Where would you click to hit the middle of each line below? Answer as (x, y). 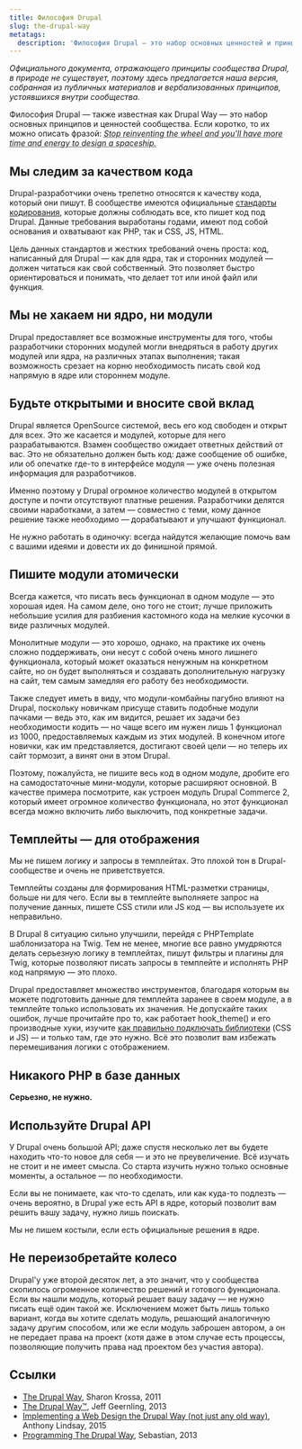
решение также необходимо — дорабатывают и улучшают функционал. (148, 519)
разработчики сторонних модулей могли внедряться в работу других (144, 346)
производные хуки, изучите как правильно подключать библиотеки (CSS (151, 1028)
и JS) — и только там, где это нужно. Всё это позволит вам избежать (143, 1038)
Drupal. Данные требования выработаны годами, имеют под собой (139, 222)
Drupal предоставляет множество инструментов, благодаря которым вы (149, 990)
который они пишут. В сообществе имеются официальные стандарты (143, 202)
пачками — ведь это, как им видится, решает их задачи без (125, 717)
